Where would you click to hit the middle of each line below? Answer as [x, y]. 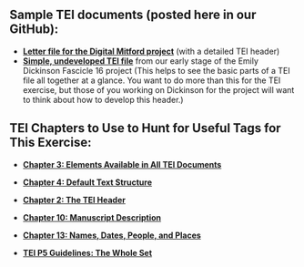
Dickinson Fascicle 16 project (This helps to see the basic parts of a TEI [156, 70]
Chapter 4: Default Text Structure [87, 182]
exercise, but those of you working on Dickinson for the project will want [158, 89]
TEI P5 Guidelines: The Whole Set [87, 252]
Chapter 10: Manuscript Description [92, 217]
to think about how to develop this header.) [103, 99]
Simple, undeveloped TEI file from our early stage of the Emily [141, 61]
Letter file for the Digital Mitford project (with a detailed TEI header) [151, 51]
